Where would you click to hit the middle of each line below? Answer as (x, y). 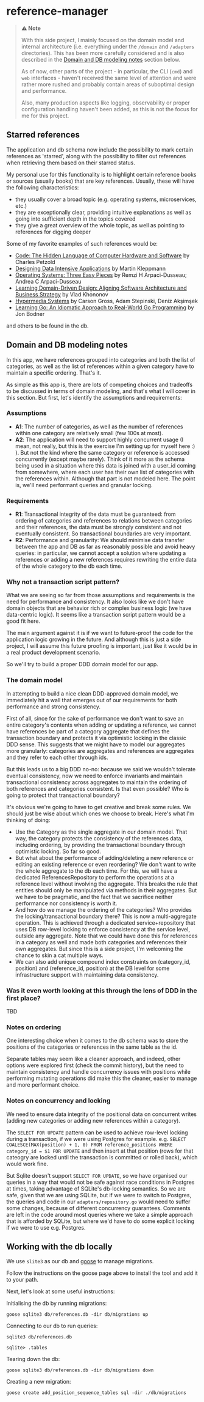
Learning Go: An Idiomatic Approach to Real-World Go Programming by (104, 307)
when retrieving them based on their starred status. (71, 163)
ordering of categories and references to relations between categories (104, 521)
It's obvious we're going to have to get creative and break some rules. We (99, 807)
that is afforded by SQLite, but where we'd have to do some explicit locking (100, 1221)
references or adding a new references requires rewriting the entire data (106, 560)
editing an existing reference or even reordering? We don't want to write (105, 864)
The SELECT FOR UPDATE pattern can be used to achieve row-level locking (97, 1132)
